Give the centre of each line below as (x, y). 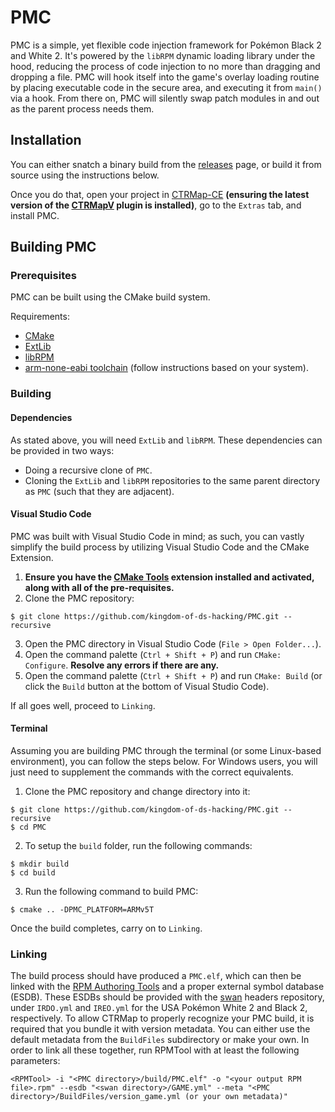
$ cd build (33, 872)
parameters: (35, 1061)
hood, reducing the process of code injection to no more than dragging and (165, 66)
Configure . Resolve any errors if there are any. (122, 665)
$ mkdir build (40, 864)
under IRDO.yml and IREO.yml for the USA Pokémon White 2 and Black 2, (159, 1008)
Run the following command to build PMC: (111, 891)
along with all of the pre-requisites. (99, 587)
